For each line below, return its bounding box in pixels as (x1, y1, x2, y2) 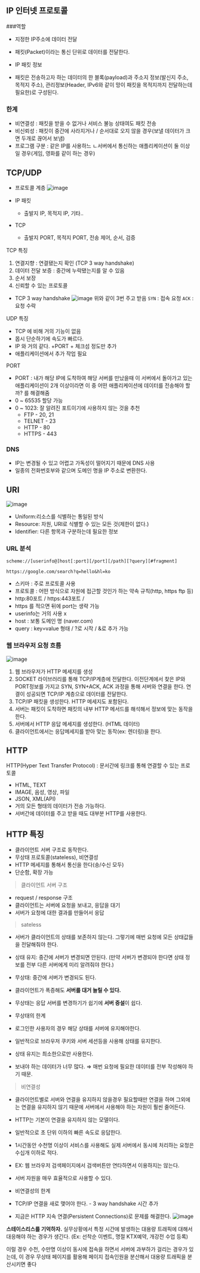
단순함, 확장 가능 (14, 869, 54, 876)
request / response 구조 (14, 894, 73, 902)
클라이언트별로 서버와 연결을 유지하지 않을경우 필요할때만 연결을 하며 (14, 1096, 175, 1103)
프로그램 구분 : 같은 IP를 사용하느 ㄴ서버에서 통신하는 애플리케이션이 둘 (14, 143, 179, 150)
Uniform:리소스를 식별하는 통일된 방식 (14, 513, 104, 520)
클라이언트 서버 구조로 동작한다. (14, 846, 88, 854)
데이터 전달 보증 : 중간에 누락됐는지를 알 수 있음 (14, 267, 125, 274)
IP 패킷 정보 (14, 61, 42, 68)
